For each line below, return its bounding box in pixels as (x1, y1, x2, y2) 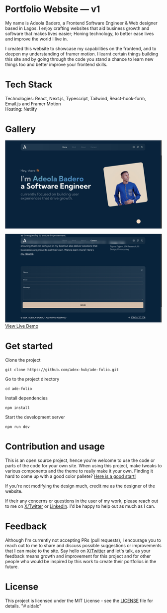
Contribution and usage (5, 440, 105, 452)
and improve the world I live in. (5, 36, 68, 42)
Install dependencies (5, 395, 48, 401)
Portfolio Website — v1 (5, 3, 100, 15)
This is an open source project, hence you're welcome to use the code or (5, 457, 155, 463)
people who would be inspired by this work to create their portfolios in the (5, 558, 157, 564)
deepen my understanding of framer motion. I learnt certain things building (5, 51, 159, 57)
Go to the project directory (5, 376, 60, 382)
